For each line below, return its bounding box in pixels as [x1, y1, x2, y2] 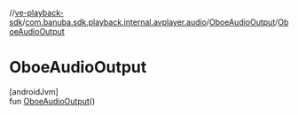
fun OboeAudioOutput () [9, 96, 96, 106]
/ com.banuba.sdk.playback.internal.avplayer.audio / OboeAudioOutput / [21, 17, 278, 27]
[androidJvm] [9, 86, 59, 96]
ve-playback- [14, 8, 64, 18]
